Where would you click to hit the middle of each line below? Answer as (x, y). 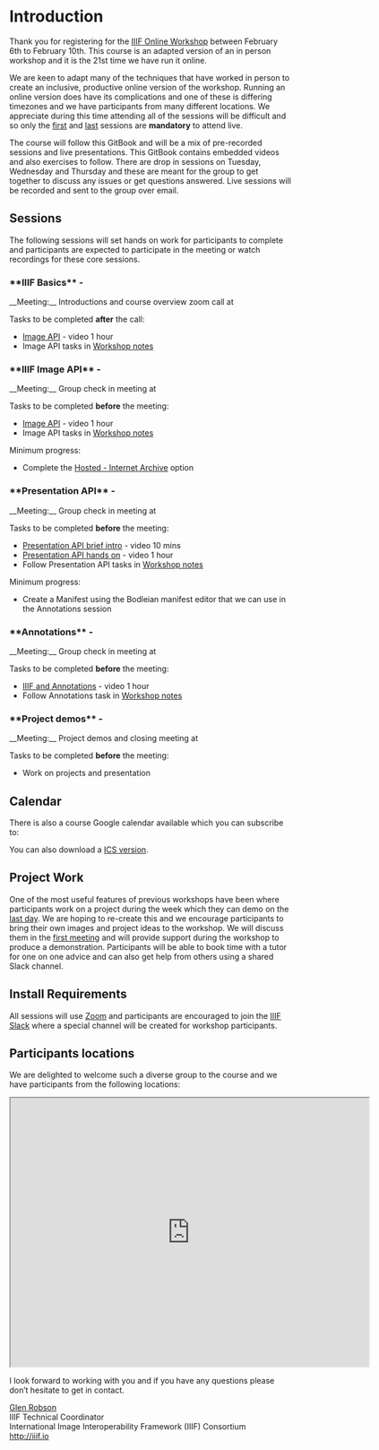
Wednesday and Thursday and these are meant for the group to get (134, 171)
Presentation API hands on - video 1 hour (98, 555)
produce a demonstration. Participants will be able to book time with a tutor (148, 946)
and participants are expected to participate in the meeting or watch (135, 249)
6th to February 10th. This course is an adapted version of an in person (140, 50)
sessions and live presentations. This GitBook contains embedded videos (144, 152)
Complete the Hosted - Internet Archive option (108, 468)
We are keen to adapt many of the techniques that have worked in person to (150, 77)
